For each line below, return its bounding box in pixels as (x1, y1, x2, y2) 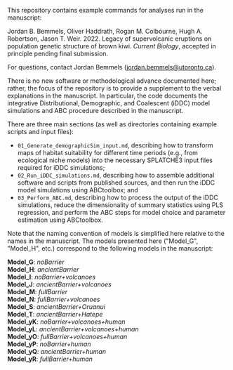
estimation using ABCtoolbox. (17, 216, 103, 224)
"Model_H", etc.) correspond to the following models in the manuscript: (7, 244, 213, 252)
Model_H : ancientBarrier (7, 265, 79, 273)
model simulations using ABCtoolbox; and (17, 186, 138, 194)
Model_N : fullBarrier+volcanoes (7, 295, 100, 303)
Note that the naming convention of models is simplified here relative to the (7, 230, 225, 237)
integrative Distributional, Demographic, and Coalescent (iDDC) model (7, 99, 211, 107)
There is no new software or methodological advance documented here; (7, 77, 217, 85)
